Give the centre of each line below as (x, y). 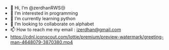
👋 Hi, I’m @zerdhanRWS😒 (38, 8)
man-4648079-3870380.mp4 (41, 42)
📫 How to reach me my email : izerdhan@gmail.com (66, 30)
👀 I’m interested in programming (44, 13)
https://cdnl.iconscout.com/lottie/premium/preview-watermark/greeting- (87, 37)
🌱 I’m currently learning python (43, 18)
